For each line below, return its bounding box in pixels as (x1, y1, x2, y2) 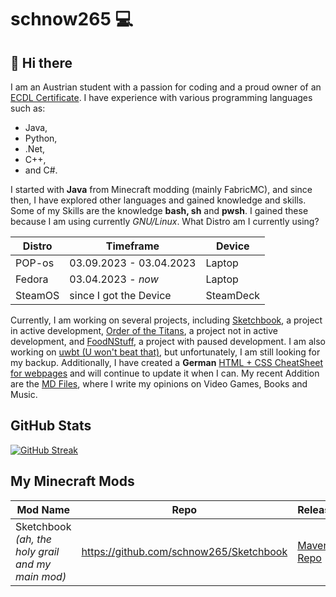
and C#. (24, 164, 58, 176)
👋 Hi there (10, 54, 73, 71)
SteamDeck (205, 289, 261, 302)
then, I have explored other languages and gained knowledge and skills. (10, 194, 307, 206)
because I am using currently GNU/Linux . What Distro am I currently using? (10, 216, 320, 227)
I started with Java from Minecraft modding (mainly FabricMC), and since (10, 184, 313, 195)
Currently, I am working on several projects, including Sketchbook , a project (10, 314, 323, 326)
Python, (24, 132, 58, 144)
